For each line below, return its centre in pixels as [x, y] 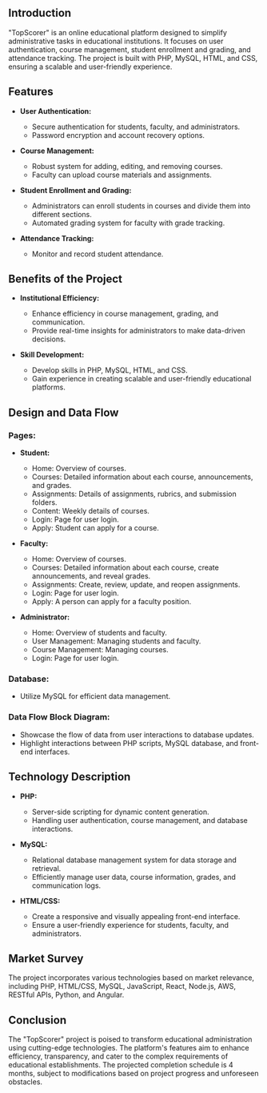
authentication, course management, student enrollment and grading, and [130, 49]
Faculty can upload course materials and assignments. [122, 175]
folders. [44, 502]
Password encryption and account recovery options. [118, 135]
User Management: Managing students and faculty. [116, 641]
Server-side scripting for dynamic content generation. [120, 812]
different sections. [62, 214]
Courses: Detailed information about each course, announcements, [142, 477]
